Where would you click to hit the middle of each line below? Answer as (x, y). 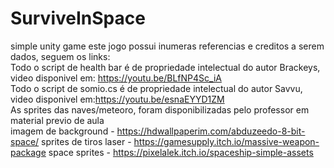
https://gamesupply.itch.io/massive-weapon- (226, 141)
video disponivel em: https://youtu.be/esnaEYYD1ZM (117, 99)
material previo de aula (57, 120)
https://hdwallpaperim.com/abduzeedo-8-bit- (211, 131)
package (28, 152)
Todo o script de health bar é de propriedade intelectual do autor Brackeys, (165, 67)
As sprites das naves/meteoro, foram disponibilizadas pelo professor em (160, 109)
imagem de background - (62, 131)
